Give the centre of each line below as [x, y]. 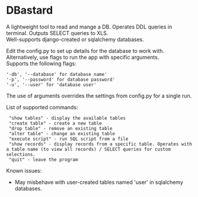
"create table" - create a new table [55, 123]
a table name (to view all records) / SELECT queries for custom [88, 149]
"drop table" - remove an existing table [60, 128]
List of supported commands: [42, 107]
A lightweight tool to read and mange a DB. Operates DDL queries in [89, 27]
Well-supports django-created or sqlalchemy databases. [75, 39]
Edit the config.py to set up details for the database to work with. [85, 50]
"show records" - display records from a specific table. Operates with [100, 144]
